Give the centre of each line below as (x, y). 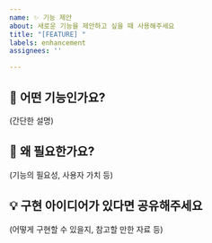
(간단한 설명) (31, 120)
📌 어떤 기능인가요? (57, 97)
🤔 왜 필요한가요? (52, 152)
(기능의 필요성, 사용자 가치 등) (62, 175)
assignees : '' (36, 51)
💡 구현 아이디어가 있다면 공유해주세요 (106, 206)
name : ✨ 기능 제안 (40, 17)
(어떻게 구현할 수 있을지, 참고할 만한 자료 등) (86, 229)
